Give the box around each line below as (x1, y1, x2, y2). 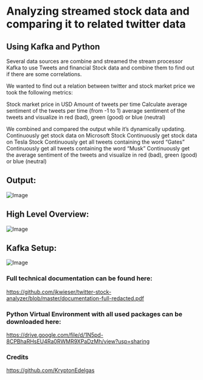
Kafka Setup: (6, 243, 57, 253)
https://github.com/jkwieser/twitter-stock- (6, 288, 112, 295)
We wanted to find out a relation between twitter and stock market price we (6, 82, 196, 90)
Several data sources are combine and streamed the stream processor (6, 58, 184, 65)
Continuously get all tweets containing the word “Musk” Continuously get (6, 145, 190, 152)
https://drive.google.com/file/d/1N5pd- (6, 331, 103, 339)
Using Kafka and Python (6, 41, 100, 52)
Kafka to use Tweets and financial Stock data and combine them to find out (6, 64, 194, 71)
